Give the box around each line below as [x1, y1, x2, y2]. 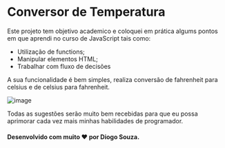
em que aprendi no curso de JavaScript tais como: [7, 34, 151, 42]
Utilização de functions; [17, 47, 85, 56]
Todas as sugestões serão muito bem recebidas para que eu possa [7, 109, 198, 118]
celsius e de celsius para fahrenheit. [7, 83, 110, 91]
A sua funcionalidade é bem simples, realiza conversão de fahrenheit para [7, 75, 219, 83]
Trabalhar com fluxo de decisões [17, 62, 111, 70]
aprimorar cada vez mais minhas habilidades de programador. [7, 116, 184, 125]
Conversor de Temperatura [7, 4, 166, 20]
